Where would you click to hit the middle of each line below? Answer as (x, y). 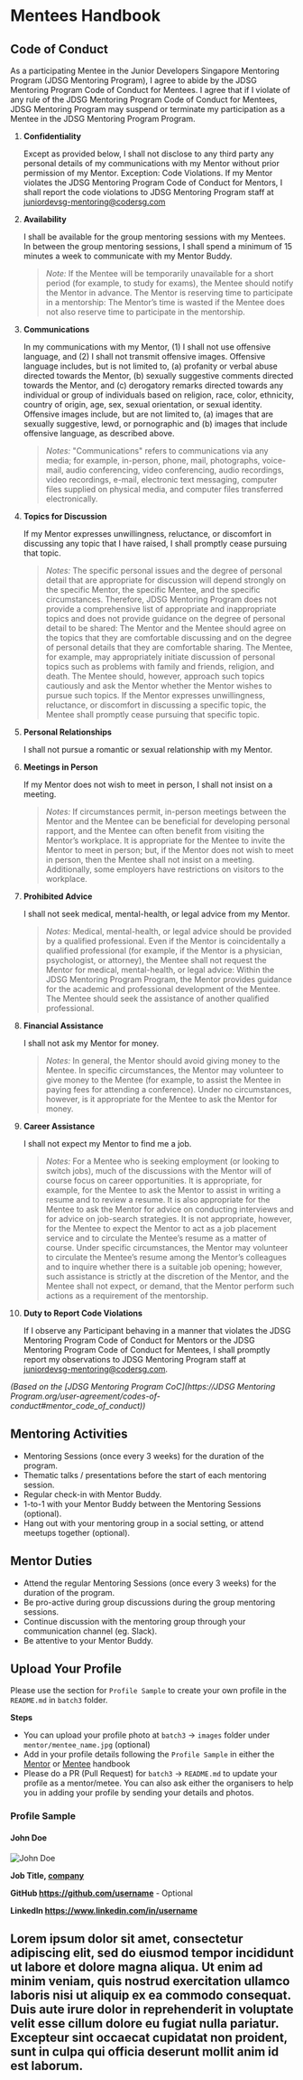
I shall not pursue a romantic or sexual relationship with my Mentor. (148, 750)
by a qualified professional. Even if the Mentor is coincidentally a (166, 941)
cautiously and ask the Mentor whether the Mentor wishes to (159, 686)
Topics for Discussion (65, 516)
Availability (45, 219)
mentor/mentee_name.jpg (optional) (87, 1745)
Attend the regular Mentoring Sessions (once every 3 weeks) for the (150, 1583)
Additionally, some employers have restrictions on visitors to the (165, 869)
